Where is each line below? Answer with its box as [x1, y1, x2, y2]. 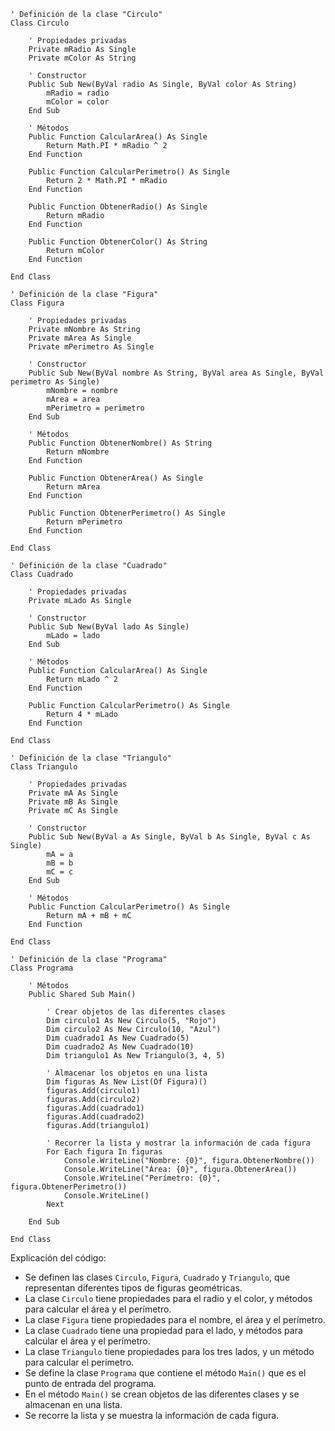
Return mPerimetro [46, 517, 123, 527]
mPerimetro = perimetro [46, 403, 145, 413]
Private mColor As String [28, 53, 137, 63]
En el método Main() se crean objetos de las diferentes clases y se [24, 1388, 300, 1400]
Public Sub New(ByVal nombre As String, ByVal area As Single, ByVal [28, 368, 325, 378]
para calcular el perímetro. [24, 1356, 135, 1368]
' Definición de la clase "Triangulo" [10, 753, 172, 763]
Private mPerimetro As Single [28, 342, 155, 352]
